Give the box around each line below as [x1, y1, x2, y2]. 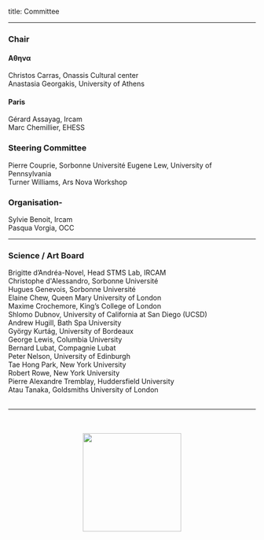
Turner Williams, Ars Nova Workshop [8, 177, 128, 187]
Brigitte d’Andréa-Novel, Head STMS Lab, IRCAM [8, 268, 167, 278]
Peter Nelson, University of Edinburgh [8, 352, 131, 361]
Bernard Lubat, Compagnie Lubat [8, 343, 116, 353]
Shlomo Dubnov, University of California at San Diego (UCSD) [8, 310, 208, 320]
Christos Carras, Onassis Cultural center [8, 71, 139, 80]
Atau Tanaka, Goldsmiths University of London [8, 385, 159, 394]
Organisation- [8, 197, 63, 208]
